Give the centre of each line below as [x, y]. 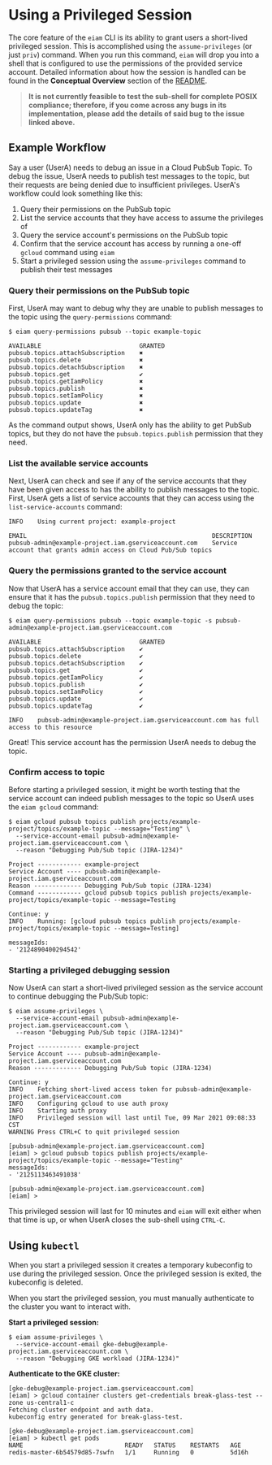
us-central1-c [50, 1403]
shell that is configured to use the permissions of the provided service [126, 63]
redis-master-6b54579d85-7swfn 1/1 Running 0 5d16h [129, 1453]
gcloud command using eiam [67, 252]
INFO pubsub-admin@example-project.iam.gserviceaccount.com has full [134, 720]
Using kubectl [44, 1245]
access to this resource [50, 727]
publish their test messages [66, 269]
